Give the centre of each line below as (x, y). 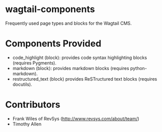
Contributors (33, 105)
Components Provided (53, 44)
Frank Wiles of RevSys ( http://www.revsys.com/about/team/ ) (76, 118)
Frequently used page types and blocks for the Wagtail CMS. (69, 23)
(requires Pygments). (34, 63)
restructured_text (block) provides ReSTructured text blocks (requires (85, 79)
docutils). (22, 84)
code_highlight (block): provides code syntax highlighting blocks (80, 57)
